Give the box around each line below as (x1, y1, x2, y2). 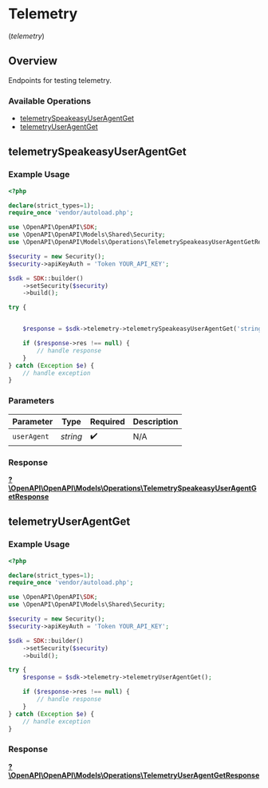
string (60, 431, 82, 443)
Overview (8, 54, 58, 68)
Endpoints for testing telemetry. (8, 75, 112, 85)
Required (89, 416, 125, 427)
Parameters (8, 396, 54, 407)
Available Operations (8, 95, 92, 106)
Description (132, 416, 179, 427)
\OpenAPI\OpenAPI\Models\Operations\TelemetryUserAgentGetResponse (8, 770, 260, 780)
